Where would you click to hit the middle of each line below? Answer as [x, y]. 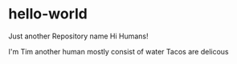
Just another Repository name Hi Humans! [78, 36]
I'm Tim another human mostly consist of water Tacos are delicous [118, 51]
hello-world [48, 14]
